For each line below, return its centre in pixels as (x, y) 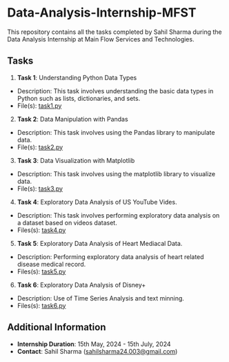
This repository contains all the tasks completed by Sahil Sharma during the (114, 32)
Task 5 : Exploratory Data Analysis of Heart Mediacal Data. (100, 243)
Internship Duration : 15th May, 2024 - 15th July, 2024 (94, 344)
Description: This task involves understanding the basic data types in (115, 90)
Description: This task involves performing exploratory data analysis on (118, 215)
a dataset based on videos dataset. (67, 222)
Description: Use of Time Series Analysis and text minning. (101, 298)
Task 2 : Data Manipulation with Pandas (73, 119)
